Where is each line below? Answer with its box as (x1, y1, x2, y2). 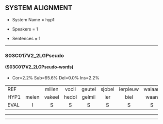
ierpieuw (119, 86, 139, 93)
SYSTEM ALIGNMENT (5, 4, 73, 12)
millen (45, 86, 59, 93)
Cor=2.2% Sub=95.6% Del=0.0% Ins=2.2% (12, 75, 99, 80)
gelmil (81, 93, 96, 100)
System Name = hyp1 (12, 16, 55, 22)
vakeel (44, 93, 60, 100)
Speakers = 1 (12, 26, 38, 32)
